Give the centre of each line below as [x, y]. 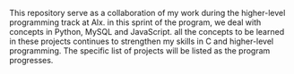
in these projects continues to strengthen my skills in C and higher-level [142, 41]
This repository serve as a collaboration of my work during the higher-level [147, 13]
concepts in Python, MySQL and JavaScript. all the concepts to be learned [147, 32]
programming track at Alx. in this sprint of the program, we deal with [135, 22]
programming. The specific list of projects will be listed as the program [140, 51]
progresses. [31, 60]
